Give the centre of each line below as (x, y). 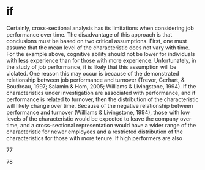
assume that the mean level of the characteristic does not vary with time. (98, 48)
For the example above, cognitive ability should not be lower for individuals (101, 54)
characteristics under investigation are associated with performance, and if (101, 93)
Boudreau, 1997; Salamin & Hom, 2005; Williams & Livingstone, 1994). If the (101, 86)
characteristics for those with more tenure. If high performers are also (94, 138)
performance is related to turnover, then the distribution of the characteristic (102, 99)
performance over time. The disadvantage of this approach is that (89, 34)
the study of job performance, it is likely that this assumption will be (91, 67)
